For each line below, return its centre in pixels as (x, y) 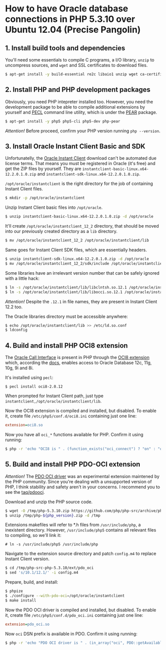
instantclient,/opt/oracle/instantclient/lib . (53, 401)
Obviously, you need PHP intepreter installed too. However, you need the (79, 102)
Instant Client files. (24, 189)
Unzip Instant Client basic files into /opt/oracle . (54, 207)
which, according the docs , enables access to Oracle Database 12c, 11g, (79, 363)
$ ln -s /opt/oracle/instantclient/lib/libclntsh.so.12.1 (66, 287)
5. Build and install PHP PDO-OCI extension (73, 464)
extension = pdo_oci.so (27, 624)
